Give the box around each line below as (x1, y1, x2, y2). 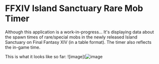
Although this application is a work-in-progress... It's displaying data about (5, 29, 154, 35)
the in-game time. (5, 44, 41, 50)
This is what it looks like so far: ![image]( (5, 53, 86, 59)
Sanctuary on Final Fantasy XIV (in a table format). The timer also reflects (5, 39, 152, 45)
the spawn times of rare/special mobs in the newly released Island (5, 34, 137, 40)
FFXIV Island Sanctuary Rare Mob (5, 3, 143, 14)
